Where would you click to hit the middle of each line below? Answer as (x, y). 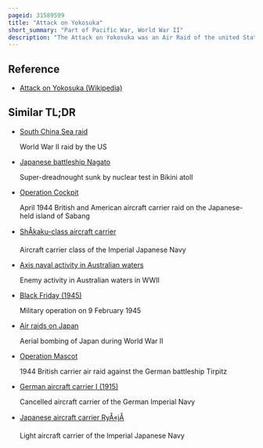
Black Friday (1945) (50, 295)
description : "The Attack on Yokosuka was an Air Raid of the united (124, 37)
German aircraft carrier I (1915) (69, 386)
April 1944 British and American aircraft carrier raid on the (113, 207)
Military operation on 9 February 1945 (80, 310)
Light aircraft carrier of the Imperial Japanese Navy (102, 435)
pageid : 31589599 (36, 15)
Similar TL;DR (42, 113)
